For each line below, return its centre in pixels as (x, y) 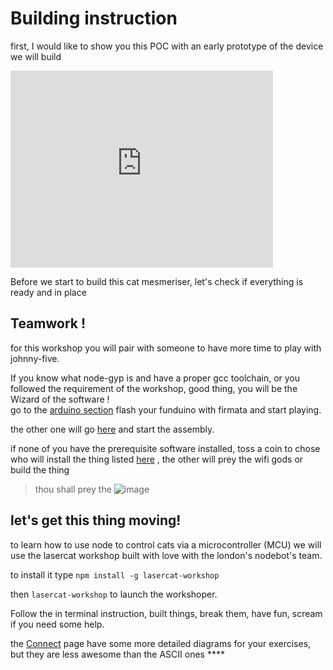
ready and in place (48, 292)
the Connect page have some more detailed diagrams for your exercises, (161, 643)
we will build (36, 56)
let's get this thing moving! (96, 520)
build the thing (40, 469)
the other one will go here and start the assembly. (112, 429)
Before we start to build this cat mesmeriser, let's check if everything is (157, 281)
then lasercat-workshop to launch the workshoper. (114, 594)
